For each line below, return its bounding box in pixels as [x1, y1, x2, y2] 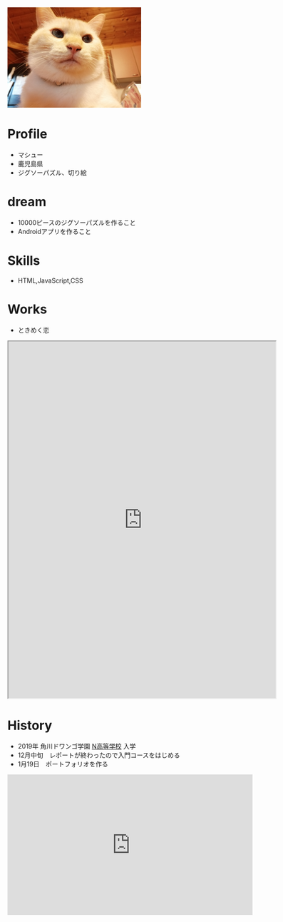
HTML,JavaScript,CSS [17, 276, 83, 285]
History [7, 717, 53, 734]
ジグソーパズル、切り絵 [17, 168, 87, 177]
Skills [7, 253, 41, 269]
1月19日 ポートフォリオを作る [17, 759, 108, 768]
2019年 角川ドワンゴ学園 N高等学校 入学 [17, 741, 136, 750]
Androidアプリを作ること [17, 227, 91, 235]
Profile [7, 126, 48, 142]
